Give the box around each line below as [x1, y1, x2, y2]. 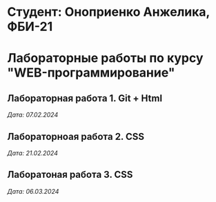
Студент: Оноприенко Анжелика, [7, 4, 210, 20]
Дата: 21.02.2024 [7, 149, 59, 157]
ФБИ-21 [7, 19, 53, 34]
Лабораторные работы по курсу [7, 50, 204, 66]
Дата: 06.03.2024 [7, 187, 59, 195]
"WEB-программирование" [7, 65, 175, 81]
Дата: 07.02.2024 [7, 111, 59, 119]
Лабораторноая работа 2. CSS [7, 130, 145, 142]
